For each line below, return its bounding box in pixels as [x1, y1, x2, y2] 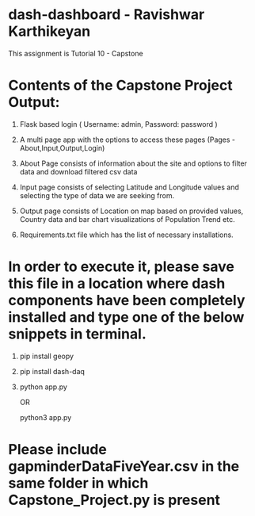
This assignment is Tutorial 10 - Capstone [8, 48, 144, 58]
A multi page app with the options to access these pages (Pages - [19, 135, 236, 144]
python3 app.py [19, 412, 72, 422]
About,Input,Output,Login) [19, 143, 105, 152]
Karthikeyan [8, 22, 91, 40]
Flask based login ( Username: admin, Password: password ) [19, 119, 218, 128]
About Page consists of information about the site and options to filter [19, 159, 248, 168]
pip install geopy [19, 351, 74, 361]
